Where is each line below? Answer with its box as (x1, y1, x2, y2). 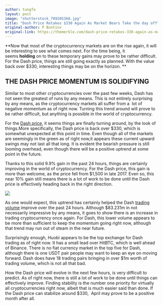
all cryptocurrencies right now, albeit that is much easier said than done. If (5, 285, 153, 291)
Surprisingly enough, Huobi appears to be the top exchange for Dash (5, 234, 143, 240)
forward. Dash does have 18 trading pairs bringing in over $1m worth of (5, 255, 147, 261)
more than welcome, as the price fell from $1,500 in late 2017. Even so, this (5, 170, 154, 177)
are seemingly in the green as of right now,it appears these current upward (5, 136, 155, 141)
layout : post (5, 12, 32, 16)
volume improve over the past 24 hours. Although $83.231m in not (5, 204, 138, 211)
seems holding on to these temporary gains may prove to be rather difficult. (5, 53, 157, 59)
